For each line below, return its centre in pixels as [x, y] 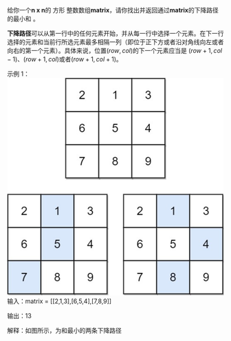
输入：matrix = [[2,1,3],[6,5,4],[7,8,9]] [59, 301]
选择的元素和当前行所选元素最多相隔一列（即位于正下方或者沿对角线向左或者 [115, 42]
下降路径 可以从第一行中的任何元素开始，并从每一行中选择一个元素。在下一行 [115, 33]
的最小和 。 [23, 19]
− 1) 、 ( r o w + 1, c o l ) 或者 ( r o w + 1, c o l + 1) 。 [65, 59]
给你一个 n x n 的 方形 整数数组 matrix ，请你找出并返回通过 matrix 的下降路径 [113, 10]
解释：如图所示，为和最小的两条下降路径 [64, 330]
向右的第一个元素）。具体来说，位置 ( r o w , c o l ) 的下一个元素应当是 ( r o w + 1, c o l [114, 51]
